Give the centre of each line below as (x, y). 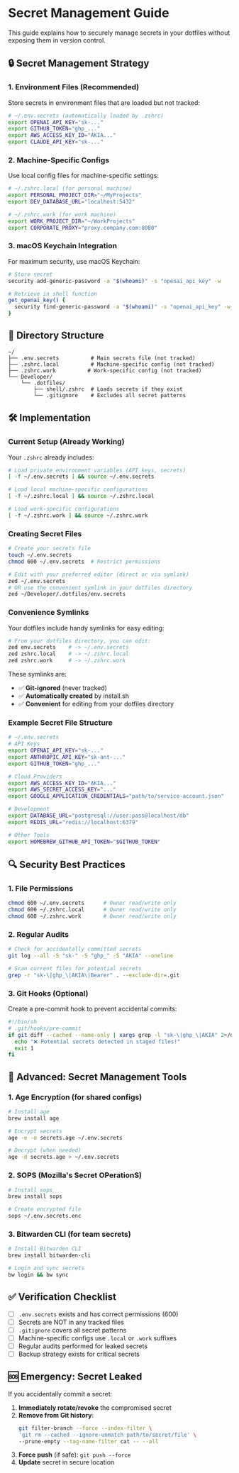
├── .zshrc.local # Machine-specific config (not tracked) (111, 364)
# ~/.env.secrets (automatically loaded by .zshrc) (86, 116)
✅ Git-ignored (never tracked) (62, 688)
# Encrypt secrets (35, 1131)
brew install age (34, 1118)
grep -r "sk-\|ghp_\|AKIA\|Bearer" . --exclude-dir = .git (94, 975)
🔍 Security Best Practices (67, 865)
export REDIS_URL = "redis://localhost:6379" (73, 822)
